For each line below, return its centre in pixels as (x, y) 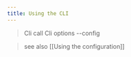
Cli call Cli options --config (62, 33)
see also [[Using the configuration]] (74, 46)
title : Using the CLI (38, 13)
